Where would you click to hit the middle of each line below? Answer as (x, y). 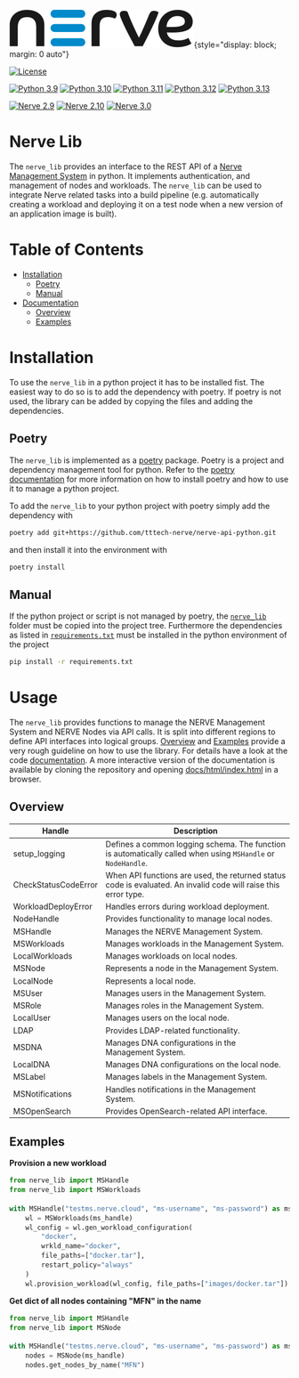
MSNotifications (43, 1094)
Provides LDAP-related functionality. (173, 1030)
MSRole (27, 1006)
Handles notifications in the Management (181, 1089)
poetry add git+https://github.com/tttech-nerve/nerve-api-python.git (143, 532)
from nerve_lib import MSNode (65, 1327)
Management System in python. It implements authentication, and (130, 175)
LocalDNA (32, 1065)
